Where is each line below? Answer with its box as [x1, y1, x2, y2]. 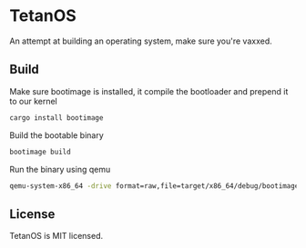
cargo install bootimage [9, 113, 104, 123]
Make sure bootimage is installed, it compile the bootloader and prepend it [9, 85, 289, 96]
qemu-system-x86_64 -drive [9, 181, 112, 191]
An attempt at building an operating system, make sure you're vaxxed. [9, 35, 273, 46]
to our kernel [9, 95, 57, 106]
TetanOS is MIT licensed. [9, 231, 103, 242]
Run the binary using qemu [9, 164, 111, 174]
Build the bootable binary [9, 129, 105, 141]
